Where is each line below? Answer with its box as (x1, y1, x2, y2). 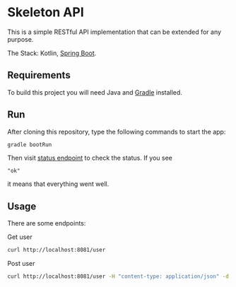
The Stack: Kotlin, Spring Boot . (7, 49, 97, 57)
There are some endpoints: (7, 219, 86, 228)
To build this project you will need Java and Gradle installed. (7, 88, 182, 96)
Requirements (7, 69, 71, 81)
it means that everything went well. (7, 180, 110, 188)
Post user (7, 259, 35, 268)
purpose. (7, 35, 34, 43)
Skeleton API (7, 4, 85, 20)
